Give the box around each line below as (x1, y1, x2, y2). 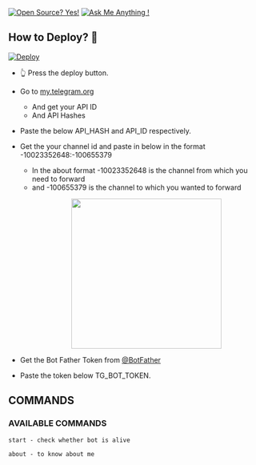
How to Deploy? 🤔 (8, 30, 98, 44)
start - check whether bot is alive (8, 436, 130, 444)
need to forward (31, 174, 86, 183)
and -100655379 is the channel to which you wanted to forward (31, 182, 242, 192)
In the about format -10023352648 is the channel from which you (31, 165, 248, 175)
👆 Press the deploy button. (19, 68, 109, 78)
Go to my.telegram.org (19, 86, 94, 96)
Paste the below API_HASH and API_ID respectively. (19, 126, 192, 135)
